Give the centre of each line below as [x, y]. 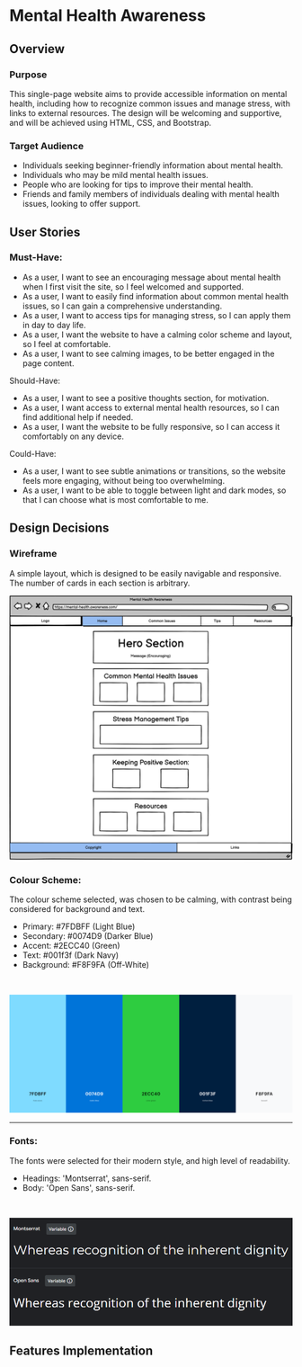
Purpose [28, 75]
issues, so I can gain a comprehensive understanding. [122, 306]
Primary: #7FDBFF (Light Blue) [79, 926]
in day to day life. [54, 325]
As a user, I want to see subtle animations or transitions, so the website [154, 471]
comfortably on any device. [73, 436]
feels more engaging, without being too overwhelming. [124, 480]
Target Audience [46, 146]
